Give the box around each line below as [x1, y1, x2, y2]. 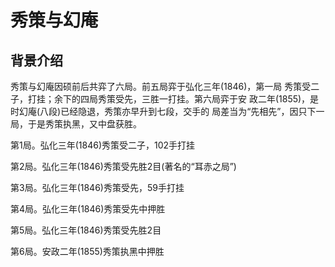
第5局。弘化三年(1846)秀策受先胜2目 [10, 224, 162, 236]
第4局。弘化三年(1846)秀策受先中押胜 [10, 203, 166, 215]
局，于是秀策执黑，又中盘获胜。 [10, 118, 142, 130]
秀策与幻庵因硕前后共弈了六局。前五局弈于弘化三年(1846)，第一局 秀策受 [10, 81, 312, 92]
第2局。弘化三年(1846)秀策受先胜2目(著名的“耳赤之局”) [10, 161, 237, 172]
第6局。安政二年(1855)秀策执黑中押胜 [10, 246, 165, 257]
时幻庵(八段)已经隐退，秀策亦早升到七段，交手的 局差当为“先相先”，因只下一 [10, 106, 325, 117]
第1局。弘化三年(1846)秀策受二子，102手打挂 [10, 139, 196, 151]
